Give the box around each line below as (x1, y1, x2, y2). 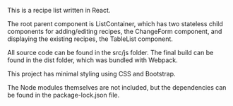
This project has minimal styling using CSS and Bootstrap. (7, 70, 176, 78)
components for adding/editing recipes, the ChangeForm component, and (7, 28, 222, 35)
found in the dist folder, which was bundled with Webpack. (7, 56, 178, 64)
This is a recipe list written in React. (7, 6, 111, 14)
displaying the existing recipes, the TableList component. (7, 35, 173, 43)
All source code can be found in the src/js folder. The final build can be (7, 49, 214, 57)
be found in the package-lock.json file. (7, 91, 120, 99)
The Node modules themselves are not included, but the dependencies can (7, 83, 227, 91)
